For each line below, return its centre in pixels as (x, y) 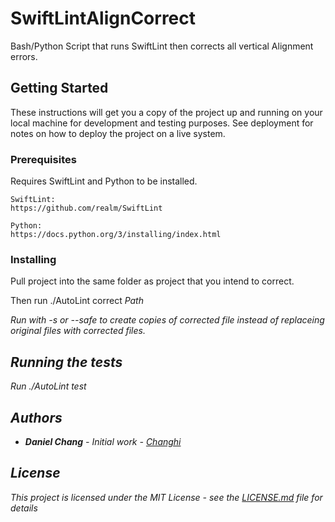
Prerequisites (43, 159)
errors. (24, 56)
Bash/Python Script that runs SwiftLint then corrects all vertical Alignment (162, 46)
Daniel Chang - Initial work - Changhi (103, 441)
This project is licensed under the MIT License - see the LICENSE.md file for (166, 497)
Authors (36, 417)
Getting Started (59, 88)
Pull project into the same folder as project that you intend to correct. (152, 281)
